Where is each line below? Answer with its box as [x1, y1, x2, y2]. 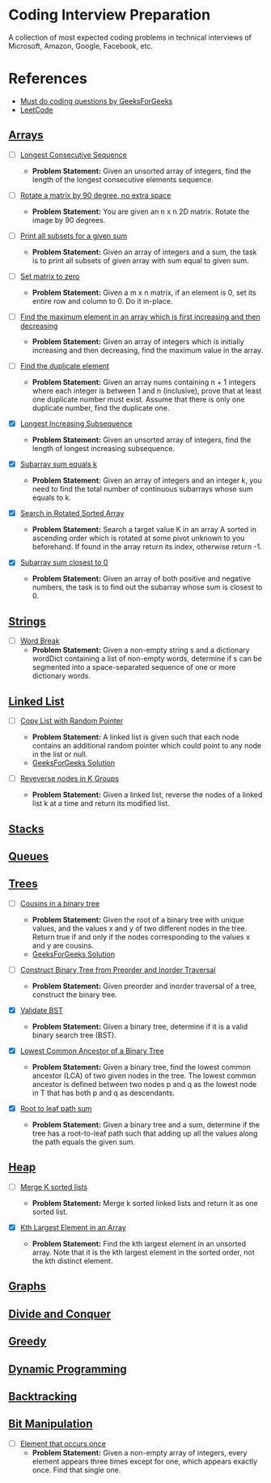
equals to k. [32, 492, 71, 503]
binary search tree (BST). [32, 1030, 117, 1040]
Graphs [8, 1280, 47, 1293]
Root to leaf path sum [19, 1103, 92, 1113]
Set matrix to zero [19, 271, 80, 281]
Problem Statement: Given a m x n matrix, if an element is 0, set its [32, 288, 256, 297]
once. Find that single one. [32, 1464, 121, 1475]
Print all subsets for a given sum [19, 231, 128, 241]
